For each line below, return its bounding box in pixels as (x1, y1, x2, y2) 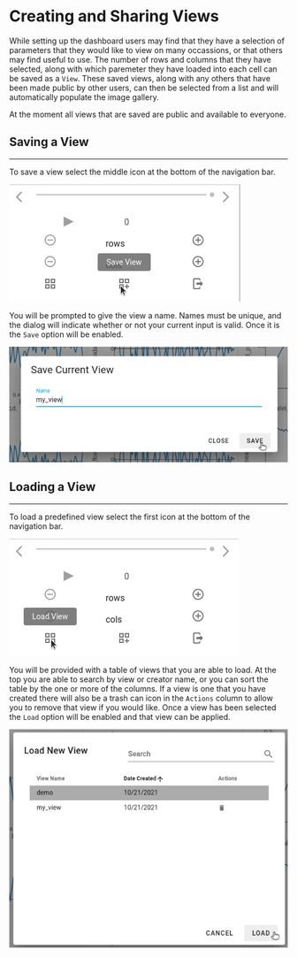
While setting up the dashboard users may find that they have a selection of (9, 35, 286, 46)
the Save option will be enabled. (9, 329, 124, 340)
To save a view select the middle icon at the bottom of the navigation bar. (9, 166, 276, 177)
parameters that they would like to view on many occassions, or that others (9, 44, 283, 55)
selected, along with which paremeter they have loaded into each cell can (9, 64, 278, 74)
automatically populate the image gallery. (9, 91, 159, 103)
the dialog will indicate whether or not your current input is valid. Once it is (9, 319, 280, 330)
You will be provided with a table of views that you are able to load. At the (9, 664, 277, 675)
